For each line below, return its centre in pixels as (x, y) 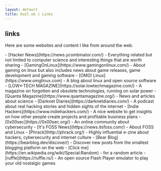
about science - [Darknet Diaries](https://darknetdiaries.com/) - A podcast (80, 101)
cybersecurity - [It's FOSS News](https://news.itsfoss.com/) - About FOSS (80, 127)
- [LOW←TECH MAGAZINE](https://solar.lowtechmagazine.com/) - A (73, 86)
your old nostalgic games (30, 163)
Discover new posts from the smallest (111, 143)
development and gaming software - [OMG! (48, 75)
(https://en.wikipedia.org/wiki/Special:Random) (52, 153)
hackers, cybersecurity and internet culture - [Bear (56, 137)
